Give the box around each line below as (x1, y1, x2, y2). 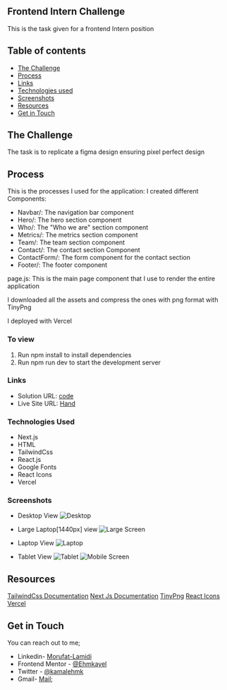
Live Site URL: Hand (17, 399, 76, 408)
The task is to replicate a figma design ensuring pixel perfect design (7, 148, 205, 156)
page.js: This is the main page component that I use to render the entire (7, 275, 216, 283)
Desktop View (17, 511, 59, 520)
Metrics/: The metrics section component (17, 231, 138, 239)
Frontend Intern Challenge (7, 6, 125, 18)
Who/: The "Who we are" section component (17, 223, 149, 232)
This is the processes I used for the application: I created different (7, 187, 199, 196)
